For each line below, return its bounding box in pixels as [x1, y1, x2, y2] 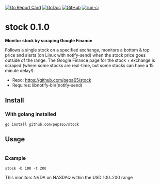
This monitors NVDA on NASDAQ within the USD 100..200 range [5, 174, 133, 180]
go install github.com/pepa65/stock [5, 122, 79, 127]
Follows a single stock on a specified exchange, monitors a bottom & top [5, 47, 150, 53]
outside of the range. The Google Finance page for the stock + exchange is [5, 57, 155, 63]
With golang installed [5, 111, 57, 118]
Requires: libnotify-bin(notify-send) [12, 82, 82, 88]
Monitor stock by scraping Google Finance [5, 37, 93, 43]
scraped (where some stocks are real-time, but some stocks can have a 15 [5, 62, 154, 68]
